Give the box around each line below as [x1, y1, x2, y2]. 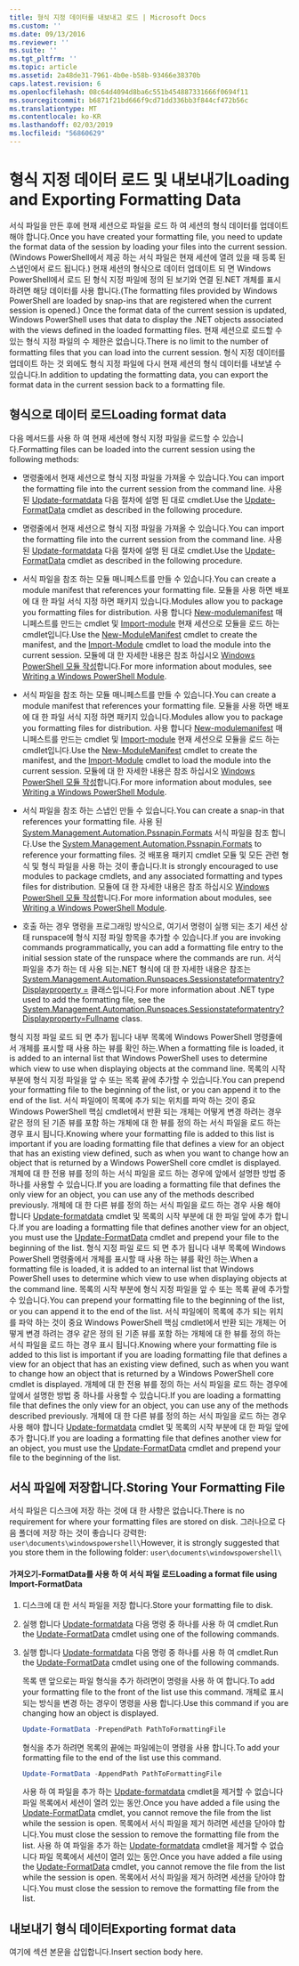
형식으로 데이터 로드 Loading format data [9, 407, 227, 423]
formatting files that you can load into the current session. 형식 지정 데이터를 [9, 346, 286, 357]
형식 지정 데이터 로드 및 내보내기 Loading [9, 170, 290, 191]
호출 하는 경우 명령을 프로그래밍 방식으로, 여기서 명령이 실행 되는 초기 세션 [21, 921, 279, 931]
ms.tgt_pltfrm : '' [9, 54, 77, 63]
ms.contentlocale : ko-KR [9, 112, 101, 121]
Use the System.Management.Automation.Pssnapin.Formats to [31, 838, 263, 849]
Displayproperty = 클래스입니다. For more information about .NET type [21, 984, 275, 995]
